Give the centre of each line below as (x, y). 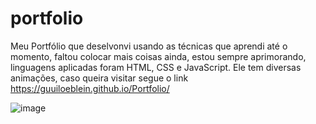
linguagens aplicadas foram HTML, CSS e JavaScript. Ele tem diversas (156, 67)
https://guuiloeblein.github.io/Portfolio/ (90, 88)
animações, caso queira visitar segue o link (99, 78)
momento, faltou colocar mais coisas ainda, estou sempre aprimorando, (158, 56)
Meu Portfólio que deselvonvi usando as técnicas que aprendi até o (149, 46)
